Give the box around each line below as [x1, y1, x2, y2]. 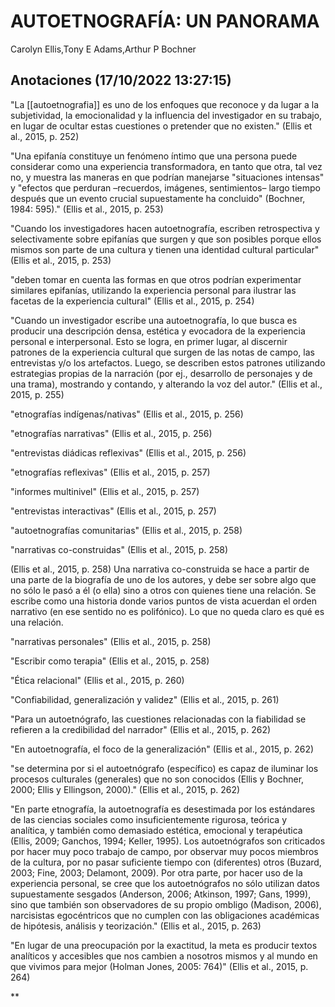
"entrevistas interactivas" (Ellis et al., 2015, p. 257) [10, 505, 217, 517]
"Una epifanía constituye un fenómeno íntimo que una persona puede [10, 150, 298, 162]
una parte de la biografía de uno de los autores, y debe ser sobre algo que [10, 573, 317, 585]
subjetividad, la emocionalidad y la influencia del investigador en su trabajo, [10, 109, 323, 121]
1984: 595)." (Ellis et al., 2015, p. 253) [10, 203, 164, 215]
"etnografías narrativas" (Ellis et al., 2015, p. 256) [10, 427, 213, 439]
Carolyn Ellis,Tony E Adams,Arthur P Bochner [10, 43, 197, 55]
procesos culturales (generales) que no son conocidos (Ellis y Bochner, [10, 773, 305, 785]
